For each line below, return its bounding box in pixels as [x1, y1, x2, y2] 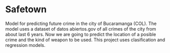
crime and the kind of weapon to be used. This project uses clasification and [5, 37, 165, 43]
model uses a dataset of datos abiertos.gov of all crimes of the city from [5, 25, 156, 32]
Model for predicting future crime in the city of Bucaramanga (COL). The [5, 20, 157, 26]
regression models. [5, 42, 46, 48]
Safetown [5, 4, 47, 15]
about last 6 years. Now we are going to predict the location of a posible [5, 31, 156, 37]
